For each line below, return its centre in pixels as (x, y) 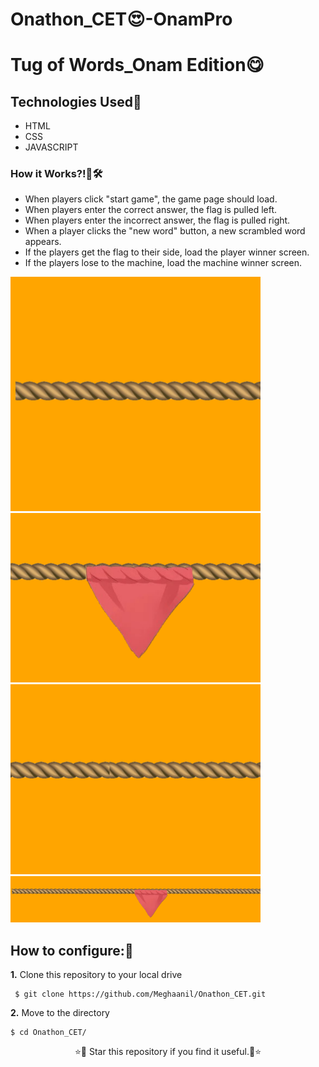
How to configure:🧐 (72, 950)
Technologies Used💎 (76, 101)
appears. (43, 242)
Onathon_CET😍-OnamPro (121, 19)
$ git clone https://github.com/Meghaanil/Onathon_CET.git (140, 994)
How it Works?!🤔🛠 (56, 174)
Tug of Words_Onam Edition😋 (137, 65)
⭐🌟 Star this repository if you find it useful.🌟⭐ (168, 1052)
